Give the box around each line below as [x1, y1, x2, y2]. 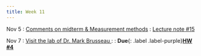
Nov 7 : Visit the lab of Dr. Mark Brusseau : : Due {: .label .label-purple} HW [6, 37, 192, 44]
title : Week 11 [6, 8, 45, 15]
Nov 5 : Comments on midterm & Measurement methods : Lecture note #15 [6, 25, 195, 33]
